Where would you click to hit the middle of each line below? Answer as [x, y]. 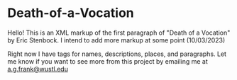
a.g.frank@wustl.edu [38, 69]
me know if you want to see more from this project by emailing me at [108, 61]
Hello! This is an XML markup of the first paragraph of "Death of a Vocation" [119, 33]
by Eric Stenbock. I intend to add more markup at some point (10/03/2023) [116, 40]
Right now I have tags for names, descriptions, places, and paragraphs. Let [117, 54]
